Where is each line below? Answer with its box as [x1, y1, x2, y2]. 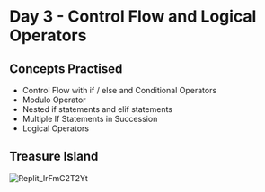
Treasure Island [9, 149, 99, 164]
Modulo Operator [22, 94, 87, 105]
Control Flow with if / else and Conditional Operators [22, 85, 217, 95]
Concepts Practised [9, 61, 123, 76]
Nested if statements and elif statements [22, 104, 173, 114]
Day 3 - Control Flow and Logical [9, 6, 257, 27]
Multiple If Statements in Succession [22, 114, 158, 124]
